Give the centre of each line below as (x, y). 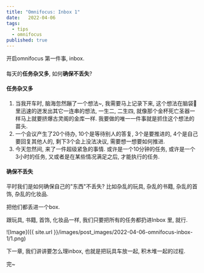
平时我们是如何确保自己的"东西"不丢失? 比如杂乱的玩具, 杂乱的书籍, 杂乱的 (100, 186)
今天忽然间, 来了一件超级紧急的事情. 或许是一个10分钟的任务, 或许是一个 (105, 149)
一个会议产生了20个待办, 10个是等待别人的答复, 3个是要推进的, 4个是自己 (107, 133)
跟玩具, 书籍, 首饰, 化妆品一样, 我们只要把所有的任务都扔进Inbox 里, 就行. (97, 220)
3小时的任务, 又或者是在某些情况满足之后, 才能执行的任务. (87, 157)
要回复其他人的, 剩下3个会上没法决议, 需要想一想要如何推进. (90, 141)
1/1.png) (16, 239)
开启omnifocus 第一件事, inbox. (46, 58)
